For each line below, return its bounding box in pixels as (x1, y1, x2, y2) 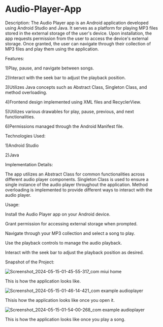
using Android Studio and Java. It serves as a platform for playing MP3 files (5, 25, 158, 31)
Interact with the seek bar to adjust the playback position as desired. (5, 249, 144, 255)
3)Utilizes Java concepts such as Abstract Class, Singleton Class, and (5, 84, 147, 90)
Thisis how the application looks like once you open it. (5, 297, 115, 303)
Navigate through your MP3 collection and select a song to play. (5, 230, 135, 236)
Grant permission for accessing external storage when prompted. (5, 220, 138, 226)
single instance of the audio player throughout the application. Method (5, 182, 148, 187)
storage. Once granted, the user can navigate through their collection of (5, 40, 151, 46)
